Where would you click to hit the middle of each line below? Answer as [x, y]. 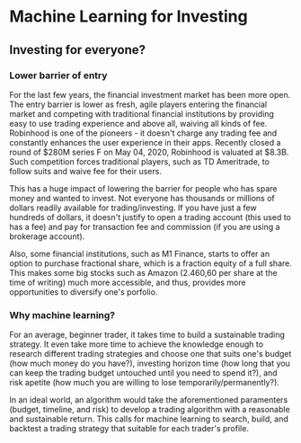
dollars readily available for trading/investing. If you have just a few [133, 208]
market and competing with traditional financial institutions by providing [142, 113]
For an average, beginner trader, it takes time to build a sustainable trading [147, 335]
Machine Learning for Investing [129, 17]
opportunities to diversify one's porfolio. [84, 292]
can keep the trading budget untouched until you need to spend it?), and [143, 373]
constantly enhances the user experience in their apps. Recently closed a [145, 142]
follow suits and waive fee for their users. [85, 171]
